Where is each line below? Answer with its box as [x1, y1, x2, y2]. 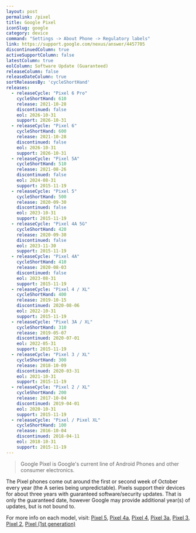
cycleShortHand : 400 [16, 292, 67, 298]
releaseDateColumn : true [6, 74, 67, 80]
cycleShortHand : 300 [16, 357, 67, 363]
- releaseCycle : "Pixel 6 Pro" [11, 90, 88, 96]
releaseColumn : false [6, 69, 59, 74]
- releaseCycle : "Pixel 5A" [11, 156, 80, 162]
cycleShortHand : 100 [16, 422, 67, 428]
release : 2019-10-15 [16, 297, 67, 303]
